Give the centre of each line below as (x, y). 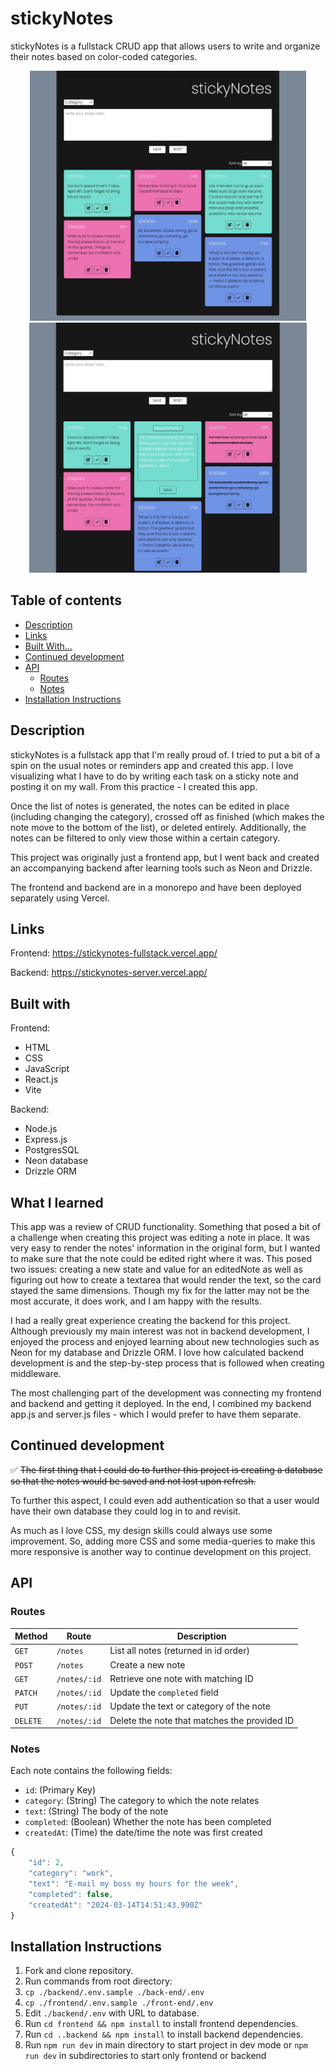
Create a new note (147, 1664)
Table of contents (66, 600)
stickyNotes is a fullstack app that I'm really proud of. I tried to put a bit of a (165, 754)
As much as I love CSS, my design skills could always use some (141, 1530)
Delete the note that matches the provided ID (202, 1720)
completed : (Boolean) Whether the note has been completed (148, 1822)
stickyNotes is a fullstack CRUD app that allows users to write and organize (165, 46)
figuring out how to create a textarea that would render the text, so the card (166, 1280)
